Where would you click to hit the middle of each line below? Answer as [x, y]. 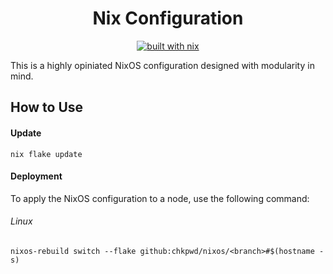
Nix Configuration [168, 18]
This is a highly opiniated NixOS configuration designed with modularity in [162, 65]
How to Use [47, 107]
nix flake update [46, 154]
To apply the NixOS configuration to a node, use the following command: [160, 198]
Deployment [36, 176]
